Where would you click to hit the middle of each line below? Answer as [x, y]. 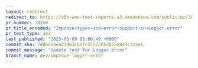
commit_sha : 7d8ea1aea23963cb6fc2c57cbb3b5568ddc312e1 [74, 45]
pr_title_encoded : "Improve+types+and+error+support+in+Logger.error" [94, 28]
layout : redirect [27, 12]
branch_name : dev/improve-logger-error [55, 56]
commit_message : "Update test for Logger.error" [66, 50]
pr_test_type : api [28, 34]
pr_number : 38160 [27, 22]
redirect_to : [22, 17]
